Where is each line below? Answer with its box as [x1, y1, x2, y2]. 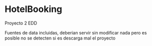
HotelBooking [4, 3, 63, 15]
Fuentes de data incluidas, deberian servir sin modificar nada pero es [4, 29, 147, 35]
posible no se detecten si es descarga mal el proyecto [4, 35, 116, 41]
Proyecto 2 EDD [4, 20, 37, 26]
